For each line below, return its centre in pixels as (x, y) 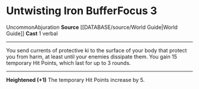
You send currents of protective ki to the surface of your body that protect (97, 50)
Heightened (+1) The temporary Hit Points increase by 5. (76, 80)
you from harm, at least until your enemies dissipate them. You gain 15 (92, 57)
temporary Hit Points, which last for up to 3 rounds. (69, 62)
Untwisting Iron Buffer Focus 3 (82, 11)
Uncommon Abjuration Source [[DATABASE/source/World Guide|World (92, 27)
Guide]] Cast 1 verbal (32, 33)
